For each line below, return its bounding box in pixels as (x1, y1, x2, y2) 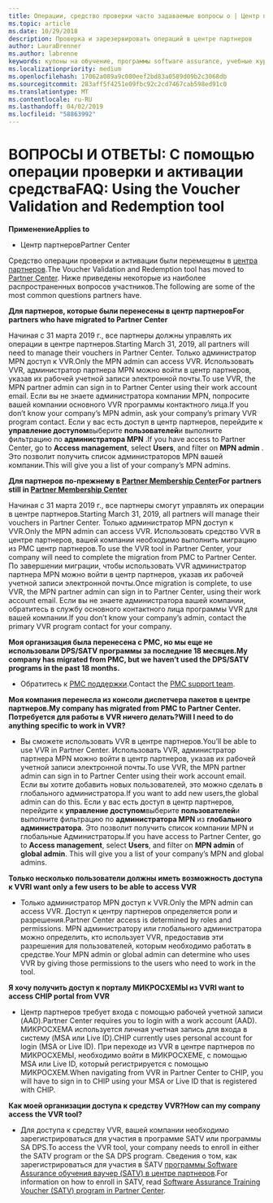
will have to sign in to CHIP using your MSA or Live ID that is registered (19, 1076, 258, 1086)
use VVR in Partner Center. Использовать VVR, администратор (19, 745, 236, 755)
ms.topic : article (8, 20, 71, 28)
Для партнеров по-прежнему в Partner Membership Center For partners (8, 475, 262, 485)
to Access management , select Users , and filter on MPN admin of (19, 840, 245, 850)
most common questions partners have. (8, 290, 142, 300)
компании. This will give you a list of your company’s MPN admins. (8, 460, 232, 470)
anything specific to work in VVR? (8, 720, 126, 730)
